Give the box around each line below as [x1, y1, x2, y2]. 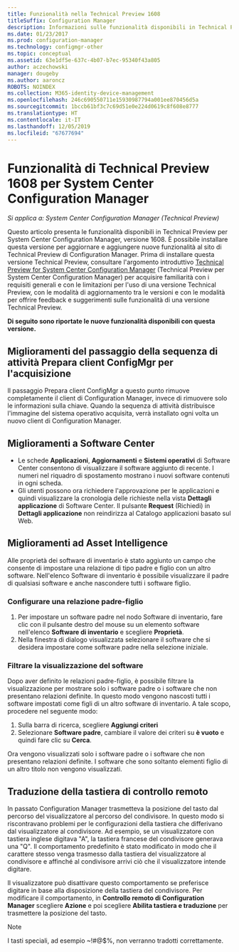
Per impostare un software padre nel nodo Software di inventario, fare [17, 613, 223, 621]
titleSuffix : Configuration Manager [7, 17, 116, 24]
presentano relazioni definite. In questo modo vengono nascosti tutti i [7, 692, 211, 701]
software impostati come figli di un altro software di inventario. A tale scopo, [7, 699, 231, 708]
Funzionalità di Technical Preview [7, 160, 210, 176]
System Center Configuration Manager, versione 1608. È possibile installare [7, 236, 228, 244]
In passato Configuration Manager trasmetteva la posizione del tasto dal [7, 805, 219, 813]
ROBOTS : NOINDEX [7, 83, 55, 90]
